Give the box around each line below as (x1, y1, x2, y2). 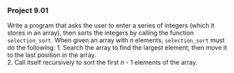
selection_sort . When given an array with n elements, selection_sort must (7, 36, 225, 44)
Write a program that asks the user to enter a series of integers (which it (7, 22, 215, 30)
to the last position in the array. (7, 51, 96, 59)
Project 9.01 (7, 6, 49, 15)
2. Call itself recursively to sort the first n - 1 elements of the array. (7, 58, 198, 67)
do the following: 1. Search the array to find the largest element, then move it (7, 44, 228, 52)
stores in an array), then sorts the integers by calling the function (7, 29, 194, 37)
